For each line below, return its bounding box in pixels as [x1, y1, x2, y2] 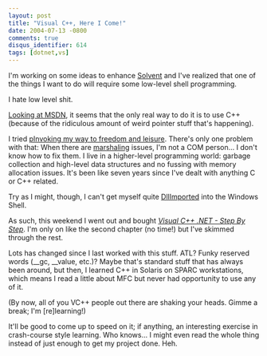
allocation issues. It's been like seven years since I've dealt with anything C [8, 168, 256, 177]
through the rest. [8, 233, 64, 242]
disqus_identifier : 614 [8, 42, 88, 49]
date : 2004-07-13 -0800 [8, 26, 88, 34]
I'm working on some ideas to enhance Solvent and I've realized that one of [8, 71, 257, 80]
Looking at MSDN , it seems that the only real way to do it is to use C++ [8, 110, 241, 120]
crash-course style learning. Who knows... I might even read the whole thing [8, 330, 260, 339]
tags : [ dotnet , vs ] [8, 49, 69, 57]
